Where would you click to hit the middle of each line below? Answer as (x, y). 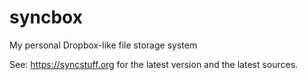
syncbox (46, 17)
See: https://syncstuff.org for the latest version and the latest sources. (154, 64)
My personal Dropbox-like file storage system (103, 45)
